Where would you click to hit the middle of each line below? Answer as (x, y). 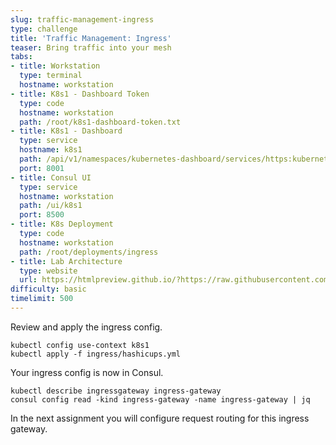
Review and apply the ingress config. (86, 327)
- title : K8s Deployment (62, 224)
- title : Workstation (55, 66)
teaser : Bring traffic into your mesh (91, 47)
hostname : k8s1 (51, 150)
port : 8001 (42, 168)
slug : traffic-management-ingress (82, 19)
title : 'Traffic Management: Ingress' (91, 38)
